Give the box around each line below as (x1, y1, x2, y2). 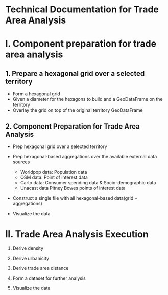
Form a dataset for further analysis (12, 275, 86, 281)
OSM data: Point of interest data (20, 174, 88, 180)
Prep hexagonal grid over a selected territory (12, 143, 107, 150)
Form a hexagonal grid (12, 91, 60, 97)
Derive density (12, 245, 44, 251)
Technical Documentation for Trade (5, 4, 159, 15)
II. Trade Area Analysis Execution (5, 228, 149, 240)
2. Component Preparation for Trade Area (5, 122, 140, 131)
